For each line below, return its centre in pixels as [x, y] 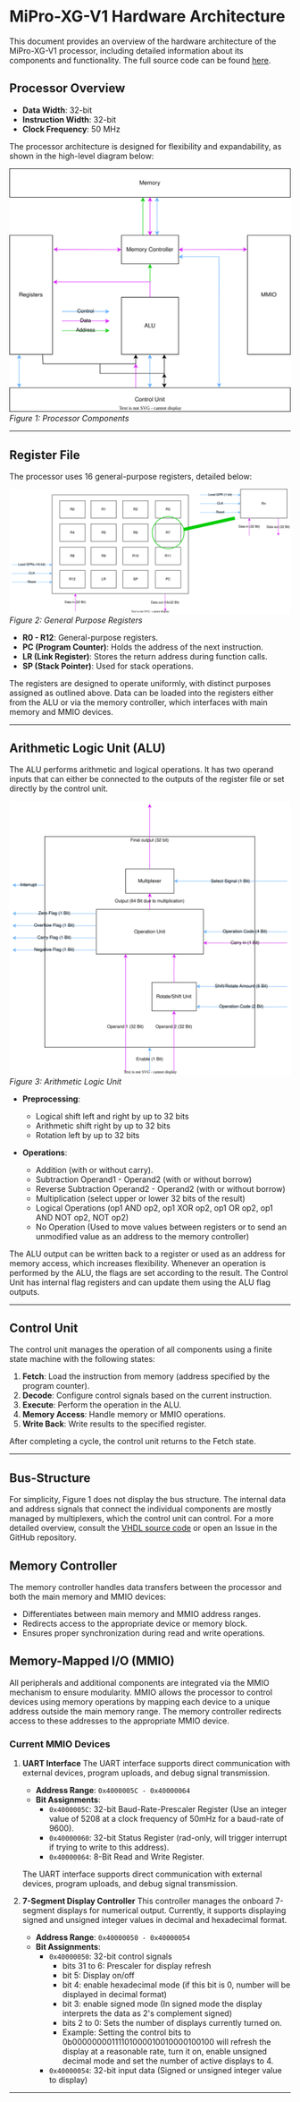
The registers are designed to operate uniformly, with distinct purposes [140, 683]
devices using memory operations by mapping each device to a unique [140, 1701]
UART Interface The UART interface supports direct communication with [156, 1764]
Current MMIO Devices [60, 1744]
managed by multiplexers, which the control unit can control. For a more [142, 1519]
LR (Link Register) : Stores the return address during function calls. [145, 656]
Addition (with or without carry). [94, 1170]
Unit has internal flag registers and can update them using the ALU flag [140, 1282]
